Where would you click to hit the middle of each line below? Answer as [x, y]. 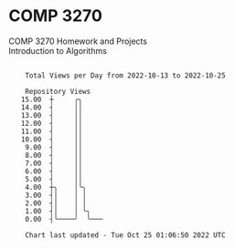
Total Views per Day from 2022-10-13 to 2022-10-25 [125, 75]
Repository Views [58, 91]
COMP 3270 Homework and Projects [78, 41]
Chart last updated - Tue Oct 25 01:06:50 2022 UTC [125, 235]
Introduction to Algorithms [58, 50]
